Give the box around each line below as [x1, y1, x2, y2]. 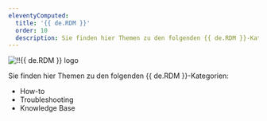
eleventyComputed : [8, 11, 69, 20]
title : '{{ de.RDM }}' [15, 19, 91, 27]
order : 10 [15, 26, 48, 34]
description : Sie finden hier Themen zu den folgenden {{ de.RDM [15, 33, 237, 42]
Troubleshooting [19, 95, 74, 104]
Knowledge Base [19, 103, 75, 113]
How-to [19, 87, 45, 96]
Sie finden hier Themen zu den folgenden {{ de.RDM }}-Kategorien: [8, 71, 229, 80]
